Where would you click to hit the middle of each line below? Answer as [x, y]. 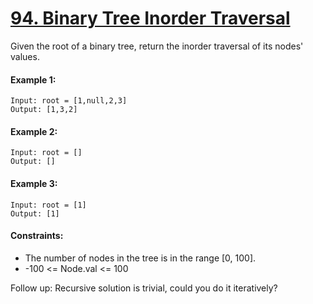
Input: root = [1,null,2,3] [69, 101]
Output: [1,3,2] [44, 110]
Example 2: [34, 131]
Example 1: [33, 79]
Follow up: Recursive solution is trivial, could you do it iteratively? [144, 288]
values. [25, 56]
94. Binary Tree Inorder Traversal [150, 18]
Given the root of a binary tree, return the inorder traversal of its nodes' [157, 46]
